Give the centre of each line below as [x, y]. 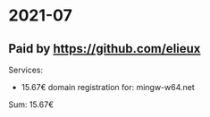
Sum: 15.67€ [31, 104]
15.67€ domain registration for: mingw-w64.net [108, 87]
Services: [26, 70]
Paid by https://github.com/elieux [105, 49]
